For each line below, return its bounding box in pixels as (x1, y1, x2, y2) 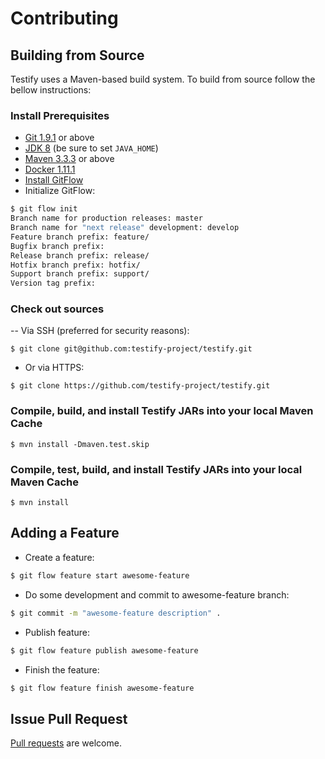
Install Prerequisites (10, 108, 110, 122)
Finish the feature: (24, 663, 100, 676)
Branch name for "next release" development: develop (10, 223, 240, 233)
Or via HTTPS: (24, 362, 85, 374)
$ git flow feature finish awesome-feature (10, 683, 195, 693)
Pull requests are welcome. (10, 737, 122, 749)
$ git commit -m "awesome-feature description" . (10, 608, 222, 618)
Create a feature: (24, 551, 95, 563)
